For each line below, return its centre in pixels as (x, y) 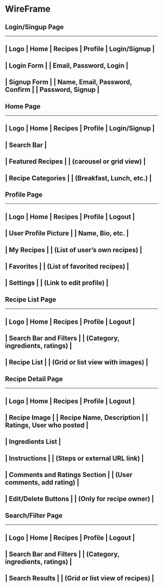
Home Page (23, 106)
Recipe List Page (31, 300)
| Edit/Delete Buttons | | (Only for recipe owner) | (80, 499)
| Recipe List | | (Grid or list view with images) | (77, 362)
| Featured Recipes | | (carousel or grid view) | (75, 162)
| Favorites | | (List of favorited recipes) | (67, 266)
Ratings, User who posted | (47, 425)
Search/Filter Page (34, 515)
